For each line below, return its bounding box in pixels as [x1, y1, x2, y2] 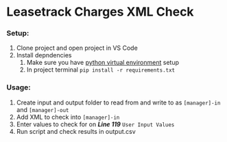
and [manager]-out [16, 105, 69, 113]
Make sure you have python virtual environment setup [26, 59, 180, 67]
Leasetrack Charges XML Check [6, 4, 194, 20]
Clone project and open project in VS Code [16, 44, 138, 52]
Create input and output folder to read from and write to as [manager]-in [16, 98, 221, 106]
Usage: [6, 83, 32, 92]
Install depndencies [16, 51, 72, 59]
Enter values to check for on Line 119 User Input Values [16, 120, 175, 128]
